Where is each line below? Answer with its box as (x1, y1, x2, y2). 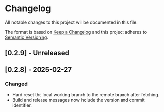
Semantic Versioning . (5, 34, 48, 40)
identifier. (12, 102, 32, 108)
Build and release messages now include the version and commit (12, 97, 145, 103)
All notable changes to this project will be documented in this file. (5, 19, 138, 25)
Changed (5, 80, 28, 87)
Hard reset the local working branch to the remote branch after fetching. (12, 92, 160, 98)
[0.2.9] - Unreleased (5, 49, 69, 57)
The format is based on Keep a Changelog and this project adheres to (5, 29, 147, 35)
